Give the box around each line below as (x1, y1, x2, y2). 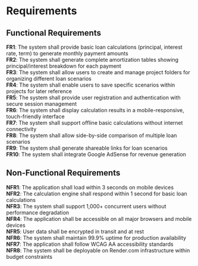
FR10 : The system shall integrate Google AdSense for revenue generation (6, 151, 186, 158)
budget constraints (6, 253, 52, 260)
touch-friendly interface (6, 113, 65, 120)
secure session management (6, 100, 77, 107)
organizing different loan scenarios (6, 75, 92, 82)
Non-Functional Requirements (6, 168, 121, 178)
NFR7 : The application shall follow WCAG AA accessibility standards (6, 240, 174, 248)
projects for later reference (6, 88, 73, 94)
